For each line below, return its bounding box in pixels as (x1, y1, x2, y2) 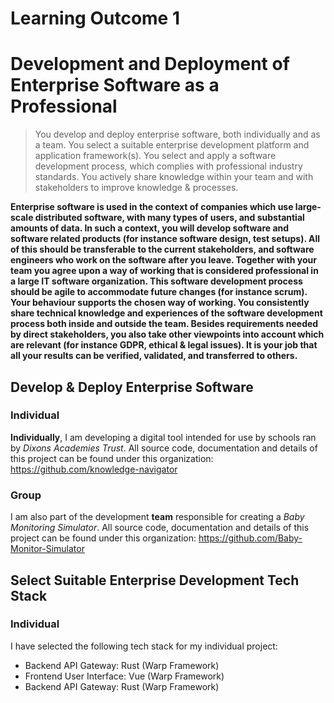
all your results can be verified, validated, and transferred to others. (10, 350, 298, 362)
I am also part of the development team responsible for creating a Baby (10, 511, 305, 523)
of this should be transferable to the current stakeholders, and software (10, 243, 315, 256)
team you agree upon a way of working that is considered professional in (10, 265, 319, 277)
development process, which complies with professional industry (34, 160, 303, 172)
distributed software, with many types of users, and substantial (34, 212, 305, 224)
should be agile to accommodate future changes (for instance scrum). (10, 286, 308, 298)
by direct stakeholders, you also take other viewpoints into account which (10, 328, 325, 341)
